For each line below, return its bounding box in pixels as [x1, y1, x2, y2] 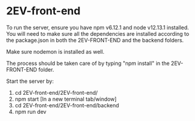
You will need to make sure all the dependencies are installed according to [6, 30, 190, 37]
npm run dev [14, 108, 47, 115]
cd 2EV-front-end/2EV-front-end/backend [14, 101, 120, 108]
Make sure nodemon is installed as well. [6, 48, 105, 55]
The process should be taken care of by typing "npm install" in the [6, 60, 170, 67]
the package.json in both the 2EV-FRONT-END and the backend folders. [6, 36, 184, 44]
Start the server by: [6, 77, 54, 85]
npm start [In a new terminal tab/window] [14, 95, 117, 103]
